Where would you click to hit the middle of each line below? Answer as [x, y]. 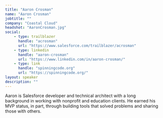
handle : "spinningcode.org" [47, 68]
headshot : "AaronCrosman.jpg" [36, 28]
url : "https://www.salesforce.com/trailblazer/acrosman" [77, 46]
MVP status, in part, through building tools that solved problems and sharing [82, 106]
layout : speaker [21, 77]
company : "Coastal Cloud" [31, 23]
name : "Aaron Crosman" [28, 14]
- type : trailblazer [35, 37]
